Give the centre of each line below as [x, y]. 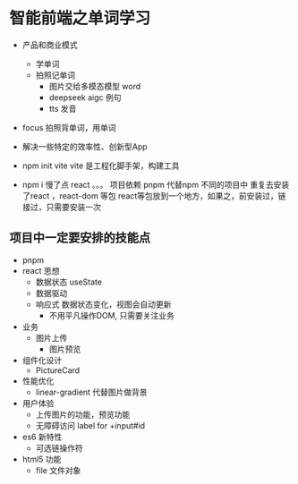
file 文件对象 [58, 470]
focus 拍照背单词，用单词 [69, 127]
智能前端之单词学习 [80, 18]
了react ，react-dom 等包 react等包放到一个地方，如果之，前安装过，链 [154, 195]
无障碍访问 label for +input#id [90, 425]
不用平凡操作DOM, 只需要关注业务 [111, 315]
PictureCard [58, 370]
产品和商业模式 [50, 45]
